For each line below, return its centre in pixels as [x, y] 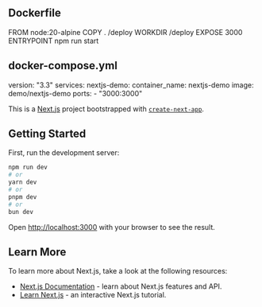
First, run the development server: [64, 153]
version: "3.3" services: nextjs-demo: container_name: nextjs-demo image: [131, 85]
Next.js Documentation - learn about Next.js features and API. [121, 286]
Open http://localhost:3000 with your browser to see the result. [112, 227]
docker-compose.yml [63, 66]
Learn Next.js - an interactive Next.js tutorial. [93, 295]
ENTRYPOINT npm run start [54, 41]
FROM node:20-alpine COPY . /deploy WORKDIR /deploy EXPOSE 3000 [125, 32]
